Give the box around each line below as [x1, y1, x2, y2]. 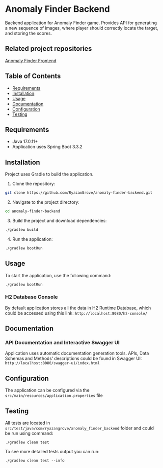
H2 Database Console [5, 293, 58, 300]
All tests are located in [5, 420, 50, 426]
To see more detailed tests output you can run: [5, 448, 100, 454]
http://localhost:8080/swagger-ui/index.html [5, 361, 100, 366]
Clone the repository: [12, 181, 55, 187]
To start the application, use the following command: [5, 272, 111, 278]
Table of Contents [5, 72, 61, 80]
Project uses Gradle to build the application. [5, 171, 94, 177]
